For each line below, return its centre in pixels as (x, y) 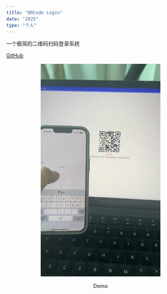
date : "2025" (22, 19)
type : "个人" (22, 25)
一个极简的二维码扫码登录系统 (43, 44)
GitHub (15, 56)
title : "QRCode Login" (34, 13)
